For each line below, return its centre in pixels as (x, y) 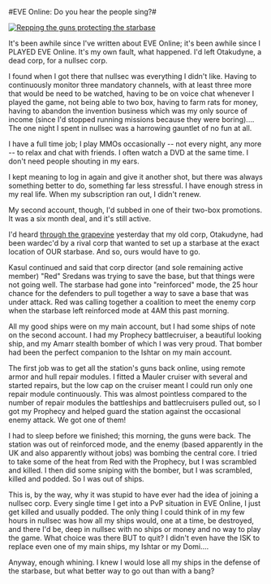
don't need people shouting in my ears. (74, 161)
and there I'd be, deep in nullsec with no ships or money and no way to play (135, 529)
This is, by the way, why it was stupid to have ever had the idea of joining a (133, 495)
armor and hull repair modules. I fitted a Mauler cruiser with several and (128, 377)
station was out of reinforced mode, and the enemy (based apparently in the (136, 444)
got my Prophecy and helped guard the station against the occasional (125, 411)
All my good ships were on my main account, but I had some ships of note (132, 326)
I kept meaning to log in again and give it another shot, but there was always (136, 177)
